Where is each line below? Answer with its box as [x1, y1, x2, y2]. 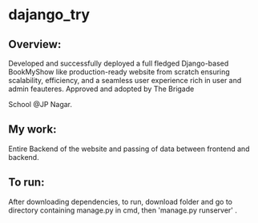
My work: [8, 122, 57, 137]
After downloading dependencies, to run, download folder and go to [8, 197, 233, 206]
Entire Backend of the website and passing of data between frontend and [8, 144, 250, 153]
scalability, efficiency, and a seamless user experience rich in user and [8, 76, 242, 85]
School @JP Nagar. [8, 100, 73, 109]
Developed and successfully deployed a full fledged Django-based [8, 58, 229, 68]
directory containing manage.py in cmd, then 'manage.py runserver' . [8, 205, 238, 215]
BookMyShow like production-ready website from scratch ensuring [8, 67, 230, 77]
